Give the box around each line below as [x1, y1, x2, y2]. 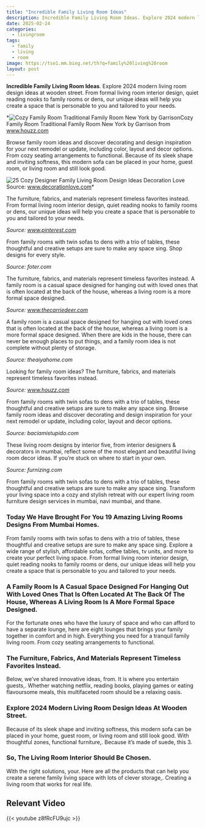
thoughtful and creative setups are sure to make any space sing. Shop [6, 245, 183, 252]
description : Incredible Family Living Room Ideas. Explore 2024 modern [6, 15, 195, 21]
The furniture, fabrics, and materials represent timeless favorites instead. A [6, 275, 195, 282]
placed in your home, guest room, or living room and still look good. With [6, 732, 189, 739]
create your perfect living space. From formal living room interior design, [6, 554, 189, 561]
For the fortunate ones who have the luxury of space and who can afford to [6, 619, 195, 626]
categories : [6, 26, 37, 32]
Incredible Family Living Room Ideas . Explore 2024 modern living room [6, 83, 187, 90]
